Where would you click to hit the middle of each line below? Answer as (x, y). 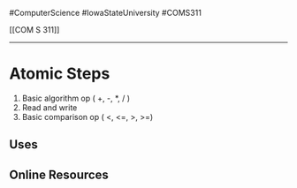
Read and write (49, 107)
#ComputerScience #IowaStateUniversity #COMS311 (105, 13)
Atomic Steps (60, 74)
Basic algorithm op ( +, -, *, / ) (76, 98)
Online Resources (59, 174)
